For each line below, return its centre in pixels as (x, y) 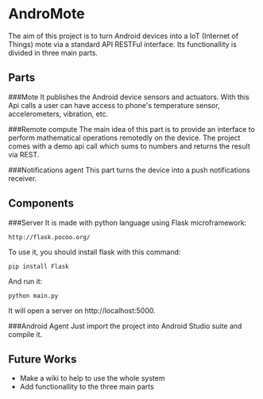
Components (41, 203)
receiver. (23, 178)
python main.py (33, 296)
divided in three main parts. (53, 52)
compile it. (25, 334)
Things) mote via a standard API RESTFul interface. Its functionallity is (122, 44)
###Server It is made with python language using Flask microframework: (128, 223)
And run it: (25, 281)
